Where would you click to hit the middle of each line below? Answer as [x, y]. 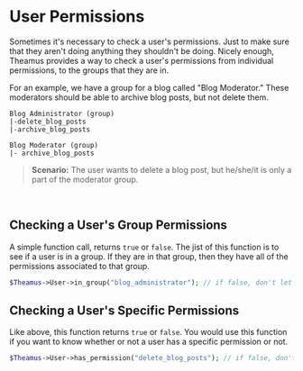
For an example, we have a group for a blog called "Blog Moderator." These [149, 87]
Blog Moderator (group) [54, 145]
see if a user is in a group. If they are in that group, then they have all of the [149, 256]
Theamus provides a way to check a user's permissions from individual [142, 60]
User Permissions [77, 17]
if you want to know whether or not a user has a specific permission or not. [149, 342]
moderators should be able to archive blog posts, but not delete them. [139, 97]
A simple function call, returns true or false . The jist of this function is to [144, 247]
